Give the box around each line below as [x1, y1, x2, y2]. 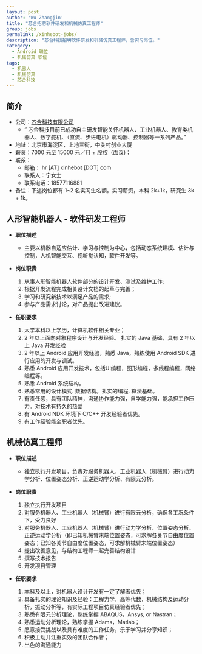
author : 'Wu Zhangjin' [6, 15, 64, 21]
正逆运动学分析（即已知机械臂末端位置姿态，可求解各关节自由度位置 [24, 531, 195, 539]
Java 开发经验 [31, 342, 66, 349]
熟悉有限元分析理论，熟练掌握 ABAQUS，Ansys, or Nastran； [24, 610, 178, 618]
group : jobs [6, 26, 36, 32]
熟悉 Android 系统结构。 [24, 379, 85, 387]
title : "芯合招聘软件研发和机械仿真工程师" [6, 20, 103, 26]
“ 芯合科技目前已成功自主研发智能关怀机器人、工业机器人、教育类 [24, 125, 188, 133]
